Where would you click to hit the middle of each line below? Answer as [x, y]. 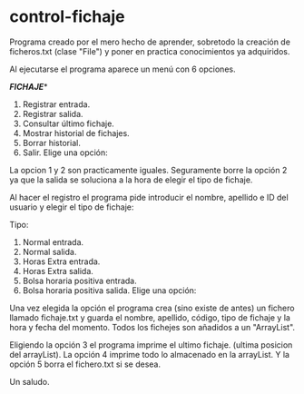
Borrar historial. [52, 143]
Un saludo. [29, 381]
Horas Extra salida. [58, 271]
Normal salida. [49, 251]
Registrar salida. [53, 113]
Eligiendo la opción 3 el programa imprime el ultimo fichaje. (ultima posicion [151, 345]
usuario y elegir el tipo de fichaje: [72, 207]
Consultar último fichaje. [69, 123]
